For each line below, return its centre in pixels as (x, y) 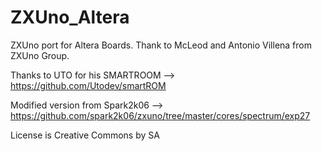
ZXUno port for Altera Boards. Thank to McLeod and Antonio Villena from (161, 45)
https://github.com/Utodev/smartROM (88, 85)
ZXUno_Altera (70, 17)
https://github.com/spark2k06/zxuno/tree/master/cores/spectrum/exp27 (160, 115)
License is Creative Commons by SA (85, 135)
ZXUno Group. (40, 55)
